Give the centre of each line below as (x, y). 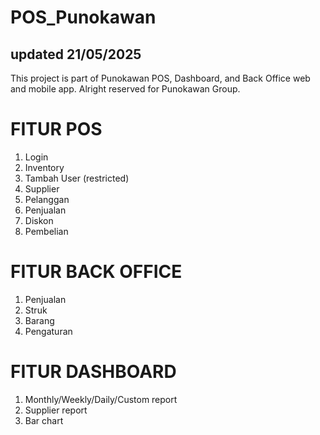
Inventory (44, 167)
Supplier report (56, 410)
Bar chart (44, 420)
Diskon (39, 220)
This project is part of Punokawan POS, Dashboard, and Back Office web (160, 78)
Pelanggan (47, 199)
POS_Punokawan (83, 17)
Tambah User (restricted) (77, 178)
